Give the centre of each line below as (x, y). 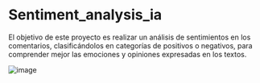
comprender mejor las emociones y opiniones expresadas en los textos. (128, 54)
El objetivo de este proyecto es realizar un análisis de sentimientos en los (130, 37)
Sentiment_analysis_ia (85, 15)
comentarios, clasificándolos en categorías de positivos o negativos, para (130, 45)
